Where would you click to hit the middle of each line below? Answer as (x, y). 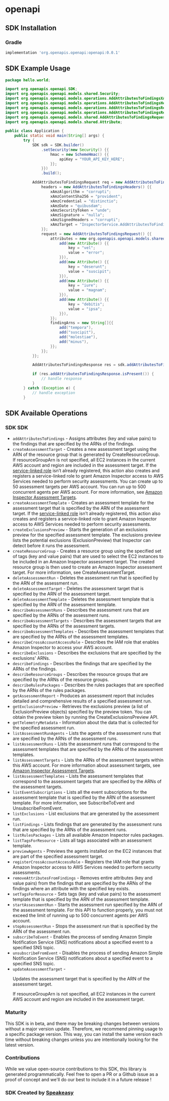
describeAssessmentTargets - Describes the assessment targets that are (87, 621)
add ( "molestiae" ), (78, 337)
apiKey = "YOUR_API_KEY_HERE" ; (92, 159)
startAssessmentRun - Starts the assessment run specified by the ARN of (87, 905)
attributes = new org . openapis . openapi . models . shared (108, 239)
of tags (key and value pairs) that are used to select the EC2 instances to (88, 556)
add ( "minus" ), (74, 341)
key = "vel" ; (82, 248)
